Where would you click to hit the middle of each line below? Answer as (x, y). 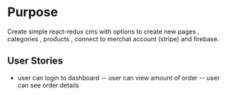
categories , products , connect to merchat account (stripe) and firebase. (114, 38)
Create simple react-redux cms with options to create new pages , (103, 31)
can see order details (48, 85)
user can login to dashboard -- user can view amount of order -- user (118, 78)
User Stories (35, 61)
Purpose (33, 12)
